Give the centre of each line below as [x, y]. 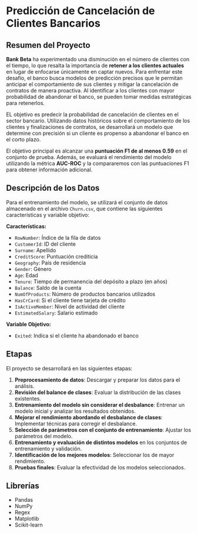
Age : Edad [26, 275]
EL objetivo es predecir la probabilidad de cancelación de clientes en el [92, 114]
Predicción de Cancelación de [81, 11]
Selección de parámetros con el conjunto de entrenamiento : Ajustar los [103, 430]
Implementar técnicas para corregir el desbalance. [76, 423]
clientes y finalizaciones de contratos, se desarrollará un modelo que [90, 127]
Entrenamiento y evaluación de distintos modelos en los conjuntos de [101, 442]
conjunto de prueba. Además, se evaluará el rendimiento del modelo [89, 157]
